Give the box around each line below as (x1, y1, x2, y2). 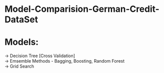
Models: (4, 36, 39, 48)
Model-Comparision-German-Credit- (4, 3, 160, 15)
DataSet (4, 14, 38, 25)
